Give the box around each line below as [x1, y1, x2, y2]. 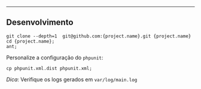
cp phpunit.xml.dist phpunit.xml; [6, 65, 93, 71]
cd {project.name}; [6, 38, 55, 44]
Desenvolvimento [6, 17, 74, 27]
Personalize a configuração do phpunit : [6, 54, 103, 61]
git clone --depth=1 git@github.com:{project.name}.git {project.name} [6, 33, 191, 39]
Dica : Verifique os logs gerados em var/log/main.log [6, 75, 138, 83]
